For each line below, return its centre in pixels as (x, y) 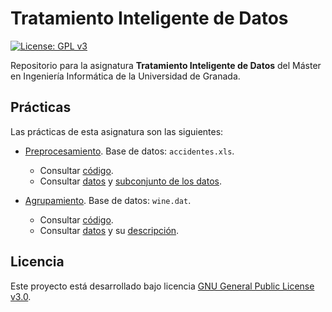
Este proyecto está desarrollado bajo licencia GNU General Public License (162, 286)
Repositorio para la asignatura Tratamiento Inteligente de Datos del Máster (166, 65)
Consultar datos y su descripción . (109, 230)
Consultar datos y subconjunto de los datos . (131, 181)
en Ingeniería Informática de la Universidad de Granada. (125, 76)
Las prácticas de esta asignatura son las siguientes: (117, 131)
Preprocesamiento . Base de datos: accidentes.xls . (129, 151)
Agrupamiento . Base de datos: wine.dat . (108, 200)
